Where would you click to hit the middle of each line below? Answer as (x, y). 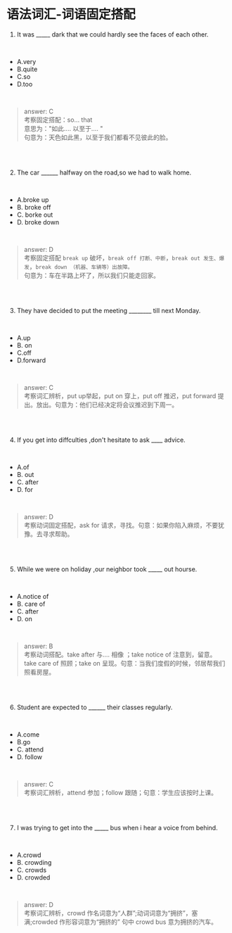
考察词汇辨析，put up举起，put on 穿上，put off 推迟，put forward (120, 395)
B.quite (27, 69)
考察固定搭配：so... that (58, 120)
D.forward (31, 360)
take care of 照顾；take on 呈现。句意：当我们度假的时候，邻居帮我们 (124, 663)
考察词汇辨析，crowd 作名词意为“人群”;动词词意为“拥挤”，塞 (111, 913)
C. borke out (35, 215)
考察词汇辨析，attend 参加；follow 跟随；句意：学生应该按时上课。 (121, 792)
